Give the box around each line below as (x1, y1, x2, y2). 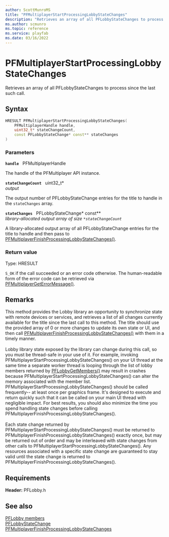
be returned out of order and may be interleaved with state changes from (5, 437, 157, 444)
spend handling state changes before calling (5, 405, 98, 412)
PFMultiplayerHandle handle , (14, 123, 76, 128)
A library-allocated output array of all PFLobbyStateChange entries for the (5, 225, 159, 231)
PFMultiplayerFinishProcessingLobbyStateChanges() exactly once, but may (5, 432, 162, 438)
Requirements (5, 473, 50, 482)
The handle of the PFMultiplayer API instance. (5, 170, 100, 176)
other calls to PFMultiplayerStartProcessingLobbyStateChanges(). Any (5, 443, 151, 449)
